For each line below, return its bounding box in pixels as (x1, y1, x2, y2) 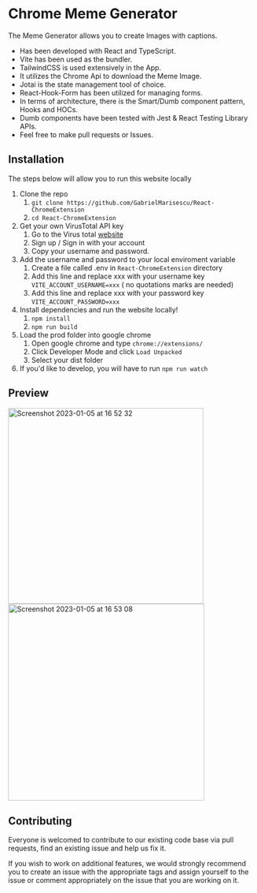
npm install (31, 315, 71, 323)
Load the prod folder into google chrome (19, 330, 152, 339)
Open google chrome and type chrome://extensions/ (31, 338, 203, 348)
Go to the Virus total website (31, 230, 124, 239)
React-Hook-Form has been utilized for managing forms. (19, 88, 203, 97)
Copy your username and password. (31, 246, 149, 256)
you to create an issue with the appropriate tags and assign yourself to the (8, 867, 249, 876)
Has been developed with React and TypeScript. (19, 46, 177, 55)
